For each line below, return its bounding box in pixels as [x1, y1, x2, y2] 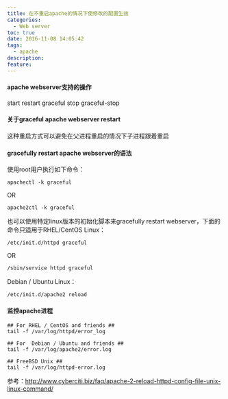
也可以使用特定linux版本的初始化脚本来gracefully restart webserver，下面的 [7, 217, 221, 226]
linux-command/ [7, 385, 53, 393]
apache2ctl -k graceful [7, 204, 75, 211]
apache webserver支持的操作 [7, 83, 92, 91]
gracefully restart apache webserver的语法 [7, 149, 132, 157]
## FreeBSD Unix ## [7, 358, 63, 365]
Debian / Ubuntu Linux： [7, 278, 77, 286]
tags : [7, 42, 23, 49]
